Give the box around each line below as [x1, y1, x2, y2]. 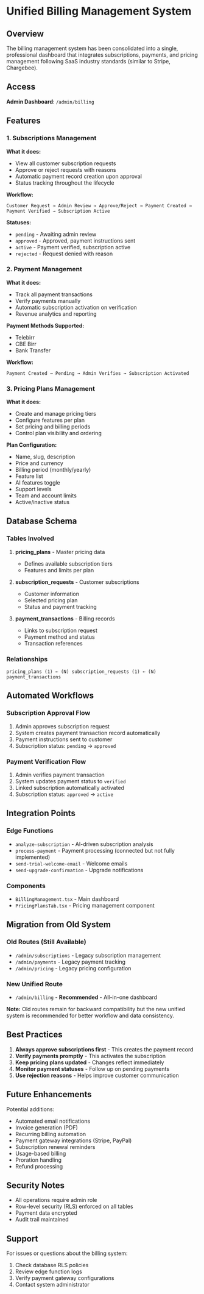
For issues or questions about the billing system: [6, 1250, 128, 1257]
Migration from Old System [6, 919, 111, 930]
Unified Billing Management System [6, 4, 192, 18]
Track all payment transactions [15, 291, 93, 298]
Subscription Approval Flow [6, 709, 91, 717]
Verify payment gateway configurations [15, 1274, 114, 1282]
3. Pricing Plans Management [6, 384, 96, 393]
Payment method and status [24, 633, 96, 641]
